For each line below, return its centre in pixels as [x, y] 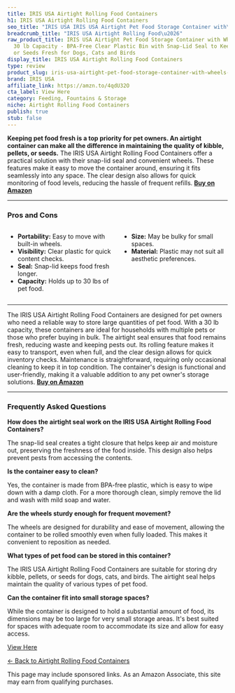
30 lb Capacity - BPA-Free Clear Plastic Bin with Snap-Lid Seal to [115, 46]
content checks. [41, 258]
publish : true [28, 112]
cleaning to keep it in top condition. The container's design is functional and [116, 367]
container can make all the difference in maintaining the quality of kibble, [115, 145]
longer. [28, 274]
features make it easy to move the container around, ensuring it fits [104, 168]
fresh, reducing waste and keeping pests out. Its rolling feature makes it [111, 344]
